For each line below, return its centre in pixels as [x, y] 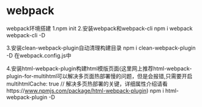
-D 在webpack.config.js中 [39, 55]
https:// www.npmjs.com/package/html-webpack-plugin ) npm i [85, 90]
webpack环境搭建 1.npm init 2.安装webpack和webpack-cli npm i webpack [99, 28]
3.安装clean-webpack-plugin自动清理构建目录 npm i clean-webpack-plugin [101, 48]
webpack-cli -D [26, 35]
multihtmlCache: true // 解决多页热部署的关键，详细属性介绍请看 [87, 84]
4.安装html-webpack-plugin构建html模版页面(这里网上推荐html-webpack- [99, 68]
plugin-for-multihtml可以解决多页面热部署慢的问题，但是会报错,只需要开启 [99, 76]
